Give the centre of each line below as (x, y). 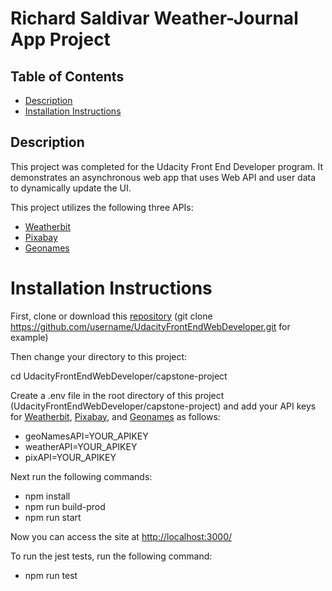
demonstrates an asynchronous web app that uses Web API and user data (163, 177)
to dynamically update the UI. (71, 188)
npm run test (51, 575)
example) (29, 337)
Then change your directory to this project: (99, 356)
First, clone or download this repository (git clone (111, 316)
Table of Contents (67, 76)
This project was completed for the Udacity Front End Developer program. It (167, 166)
